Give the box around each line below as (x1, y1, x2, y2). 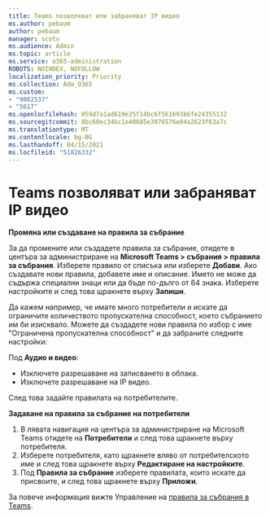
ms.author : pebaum (8, 20, 71, 28)
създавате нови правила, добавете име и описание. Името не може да (8, 270, 257, 279)
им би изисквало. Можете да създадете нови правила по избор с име (8, 319, 252, 330)
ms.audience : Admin (8, 42, 75, 50)
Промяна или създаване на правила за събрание (8, 227, 185, 237)
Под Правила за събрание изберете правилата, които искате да (20, 468, 246, 477)
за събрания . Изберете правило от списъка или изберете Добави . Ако (8, 261, 258, 270)
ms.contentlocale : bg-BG (8, 133, 93, 141)
